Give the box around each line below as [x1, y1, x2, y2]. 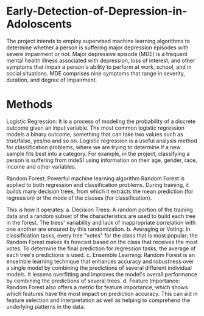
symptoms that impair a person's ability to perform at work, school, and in [6, 63, 192, 71]
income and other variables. [6, 163, 77, 170]
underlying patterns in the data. [6, 303, 85, 310]
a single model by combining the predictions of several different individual [6, 264, 192, 272]
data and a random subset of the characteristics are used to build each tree [6, 212, 196, 220]
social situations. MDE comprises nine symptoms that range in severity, [6, 69, 186, 77]
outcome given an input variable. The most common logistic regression [6, 124, 185, 132]
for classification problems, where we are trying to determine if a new [6, 143, 181, 150]
